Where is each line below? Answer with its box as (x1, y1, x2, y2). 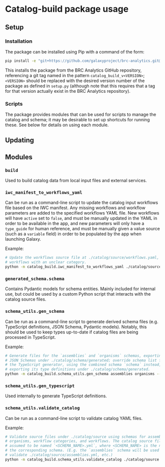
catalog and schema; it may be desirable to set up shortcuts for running (5, 117, 150, 123)
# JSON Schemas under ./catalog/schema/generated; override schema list (5, 357, 157, 363)
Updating (5, 136, 34, 144)
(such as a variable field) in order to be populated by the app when (5, 231, 141, 237)
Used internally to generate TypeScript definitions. (5, 393, 107, 399)
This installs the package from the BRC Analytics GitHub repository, (5, 67, 142, 73)
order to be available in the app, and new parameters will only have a (5, 220, 144, 226)
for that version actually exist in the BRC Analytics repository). (5, 88, 131, 94)
